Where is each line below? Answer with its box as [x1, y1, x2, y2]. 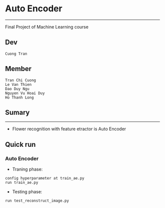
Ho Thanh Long [5, 95, 34, 100]
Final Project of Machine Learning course [5, 24, 89, 30]
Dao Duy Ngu [5, 86, 29, 91]
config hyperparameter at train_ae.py [5, 176, 84, 181]
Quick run [5, 140, 36, 148]
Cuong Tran [5, 51, 27, 56]
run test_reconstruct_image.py [5, 198, 69, 204]
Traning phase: [12, 166, 43, 173]
